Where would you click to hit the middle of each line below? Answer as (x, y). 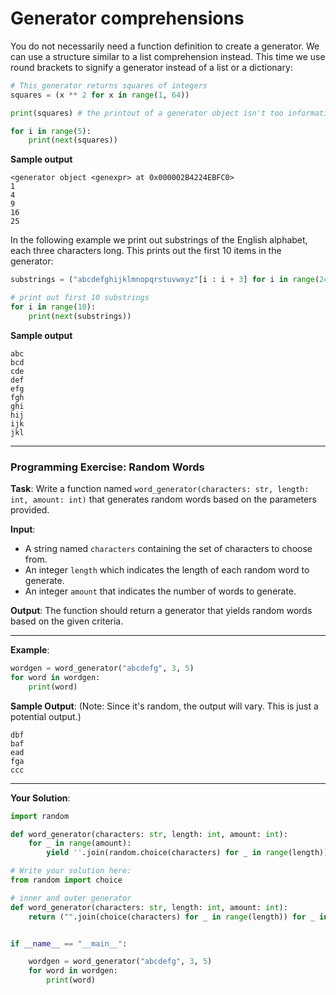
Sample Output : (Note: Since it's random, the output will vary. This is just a (164, 706)
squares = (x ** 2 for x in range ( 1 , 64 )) (100, 95)
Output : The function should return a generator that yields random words (161, 611)
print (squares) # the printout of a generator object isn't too (147, 113)
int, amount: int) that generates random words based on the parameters (163, 499)
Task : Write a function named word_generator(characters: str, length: (160, 489)
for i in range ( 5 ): (51, 131)
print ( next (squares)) (73, 140)
